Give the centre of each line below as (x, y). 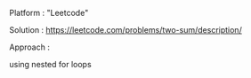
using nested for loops (50, 64)
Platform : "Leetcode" (49, 13)
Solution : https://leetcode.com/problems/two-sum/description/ (125, 30)
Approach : (30, 47)
